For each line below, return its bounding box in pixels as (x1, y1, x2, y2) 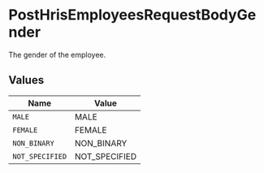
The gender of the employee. (8, 50, 106, 59)
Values (8, 73, 45, 87)
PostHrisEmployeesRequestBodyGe (8, 6, 257, 24)
